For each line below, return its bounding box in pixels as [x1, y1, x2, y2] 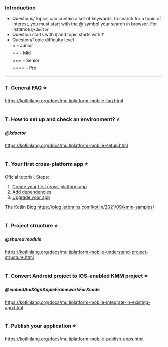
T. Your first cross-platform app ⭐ [5, 161, 88, 168]
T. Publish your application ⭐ [5, 322, 76, 329]
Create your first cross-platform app [12, 183, 87, 189]
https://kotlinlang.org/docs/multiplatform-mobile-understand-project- [5, 249, 148, 255]
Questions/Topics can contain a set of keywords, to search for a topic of [12, 16, 161, 22]
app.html [5, 304, 23, 310]
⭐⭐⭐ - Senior [12, 57, 40, 64]
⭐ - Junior [12, 42, 33, 49]
